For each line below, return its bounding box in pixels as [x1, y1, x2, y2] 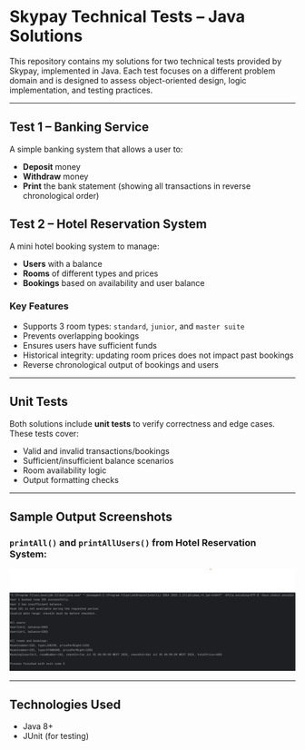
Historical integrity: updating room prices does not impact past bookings [22, 350, 294, 360]
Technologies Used [9, 696, 121, 712]
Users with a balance [22, 258, 103, 269]
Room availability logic [22, 465, 107, 476]
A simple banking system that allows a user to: [9, 143, 183, 154]
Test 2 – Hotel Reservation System [9, 216, 207, 232]
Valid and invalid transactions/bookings [22, 445, 170, 456]
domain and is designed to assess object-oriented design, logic [9, 74, 247, 85]
